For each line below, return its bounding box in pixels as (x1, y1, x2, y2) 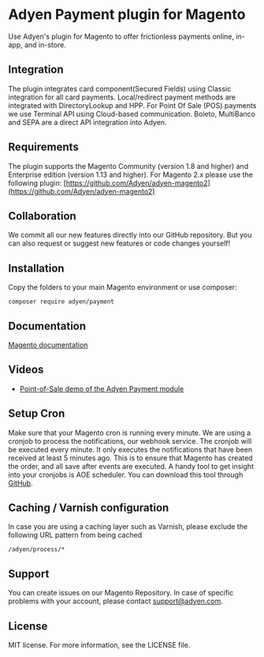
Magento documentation (8, 340, 88, 349)
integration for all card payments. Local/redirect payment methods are (8, 92, 236, 102)
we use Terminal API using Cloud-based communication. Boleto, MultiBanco (8, 109, 256, 118)
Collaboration (8, 209, 76, 223)
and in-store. (24, 39, 67, 49)
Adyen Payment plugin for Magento (8, 6, 246, 24)
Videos (8, 363, 44, 377)
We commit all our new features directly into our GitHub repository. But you (8, 231, 252, 240)
